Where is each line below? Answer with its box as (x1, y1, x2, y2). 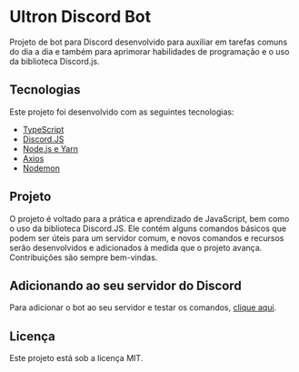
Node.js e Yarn (22, 143, 79, 154)
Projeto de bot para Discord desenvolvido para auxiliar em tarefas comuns (9, 36, 288, 47)
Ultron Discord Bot (9, 6, 152, 27)
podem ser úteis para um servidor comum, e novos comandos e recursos (9, 232, 284, 243)
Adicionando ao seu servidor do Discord (9, 277, 243, 293)
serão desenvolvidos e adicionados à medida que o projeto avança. (9, 242, 263, 253)
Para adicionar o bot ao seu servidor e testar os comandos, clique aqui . (9, 302, 277, 313)
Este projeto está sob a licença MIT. (9, 353, 144, 364)
